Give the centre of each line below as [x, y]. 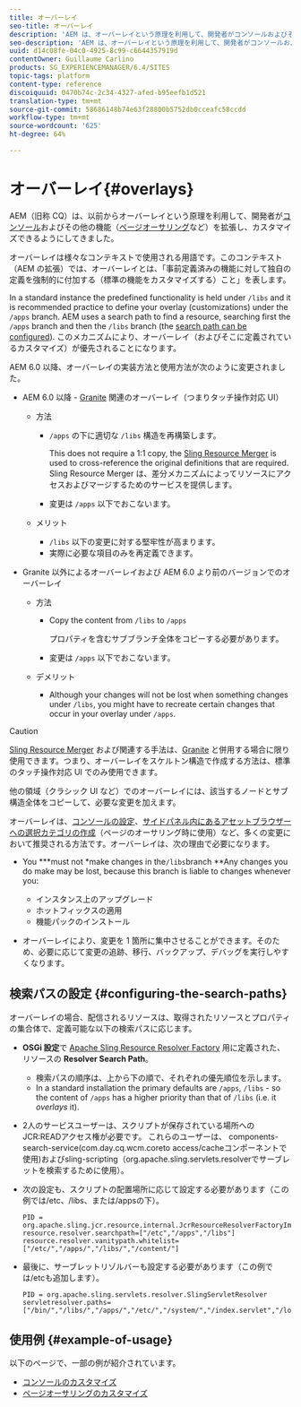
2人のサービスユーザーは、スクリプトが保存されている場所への [138, 1125]
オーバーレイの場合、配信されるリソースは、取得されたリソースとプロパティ [150, 1017]
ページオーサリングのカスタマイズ [85, 1394]
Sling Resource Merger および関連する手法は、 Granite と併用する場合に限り [150, 749]
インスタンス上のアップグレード [95, 899]
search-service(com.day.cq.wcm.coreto [96, 1147]
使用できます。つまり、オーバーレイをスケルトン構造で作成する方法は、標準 [150, 760]
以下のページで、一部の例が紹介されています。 [95, 1363]
